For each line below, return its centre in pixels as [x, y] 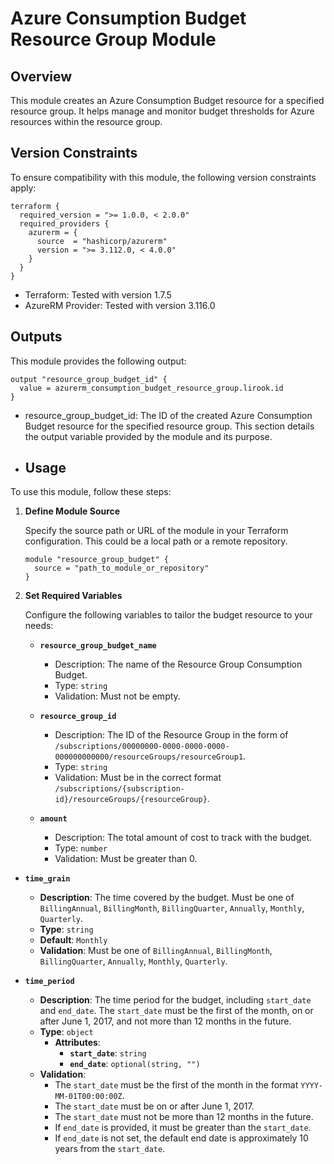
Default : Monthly [73, 940]
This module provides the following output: [98, 361]
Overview [41, 76]
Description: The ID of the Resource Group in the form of [171, 735]
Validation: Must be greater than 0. [126, 859]
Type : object [66, 1032]
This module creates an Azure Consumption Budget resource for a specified [167, 100]
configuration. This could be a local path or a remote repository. [156, 541]
